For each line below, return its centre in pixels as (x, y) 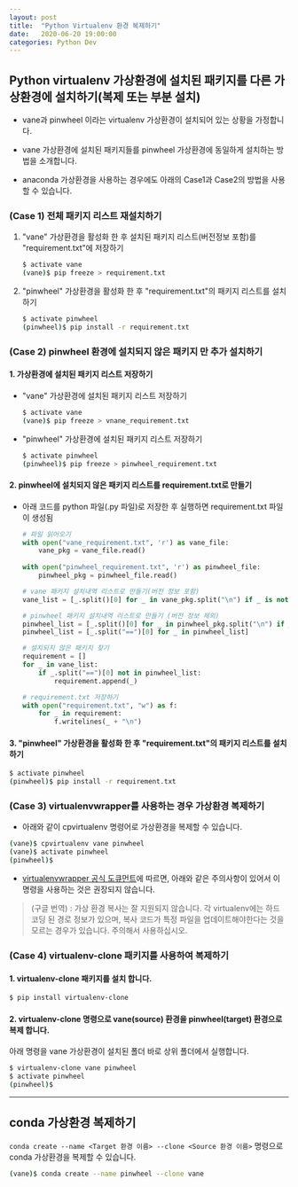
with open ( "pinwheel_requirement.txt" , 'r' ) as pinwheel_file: (141, 567)
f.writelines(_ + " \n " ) (98, 722)
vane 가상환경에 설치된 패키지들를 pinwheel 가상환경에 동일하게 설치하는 (148, 150)
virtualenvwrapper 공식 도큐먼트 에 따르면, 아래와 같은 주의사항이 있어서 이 (151, 879)
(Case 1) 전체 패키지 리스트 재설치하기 (86, 215)
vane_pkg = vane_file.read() (92, 551)
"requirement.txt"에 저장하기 (73, 248)
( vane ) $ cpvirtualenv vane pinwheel (77, 844)
